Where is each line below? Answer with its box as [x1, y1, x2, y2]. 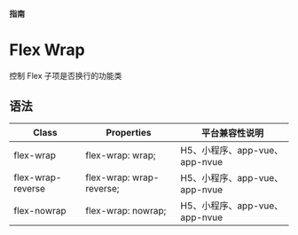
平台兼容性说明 [200, 127, 264, 139]
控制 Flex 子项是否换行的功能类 [9, 70, 122, 81]
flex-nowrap [13, 205, 67, 217]
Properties [106, 127, 152, 139]
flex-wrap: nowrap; [85, 205, 167, 217]
